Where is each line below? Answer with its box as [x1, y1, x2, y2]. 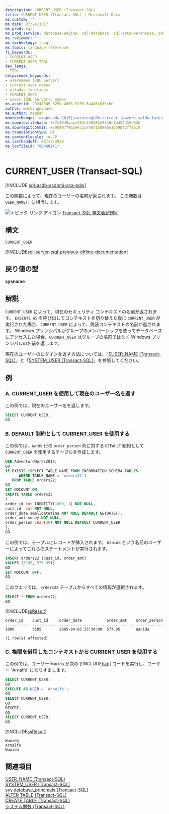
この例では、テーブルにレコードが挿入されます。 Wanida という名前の [5, 539, 148, 545]
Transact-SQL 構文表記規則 [62, 209, 119, 215]
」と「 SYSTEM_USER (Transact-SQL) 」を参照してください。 [15, 357, 142, 364]
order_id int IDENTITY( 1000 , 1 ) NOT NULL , [5, 501, 96, 506]
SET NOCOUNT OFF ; [5, 570, 42, 575]
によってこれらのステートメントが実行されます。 [9, 546, 111, 552]
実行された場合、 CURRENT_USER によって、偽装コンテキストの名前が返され [5, 322, 156, 328]
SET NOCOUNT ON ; [5, 487, 39, 492]
